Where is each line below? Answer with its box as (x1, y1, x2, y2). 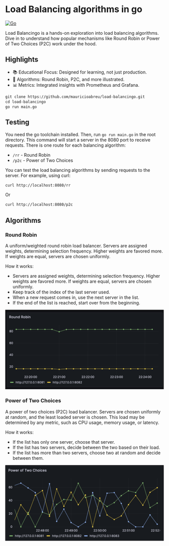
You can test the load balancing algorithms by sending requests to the (5, 167, 150, 173)
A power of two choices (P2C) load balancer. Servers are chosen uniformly (5, 408, 161, 414)
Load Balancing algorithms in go (5, 4, 142, 15)
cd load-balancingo (5, 99, 46, 104)
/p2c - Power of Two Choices (12, 157, 73, 163)
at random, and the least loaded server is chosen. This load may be (5, 414, 145, 420)
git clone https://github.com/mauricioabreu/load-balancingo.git (5, 94, 145, 99)
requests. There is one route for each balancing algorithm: (5, 142, 126, 148)
